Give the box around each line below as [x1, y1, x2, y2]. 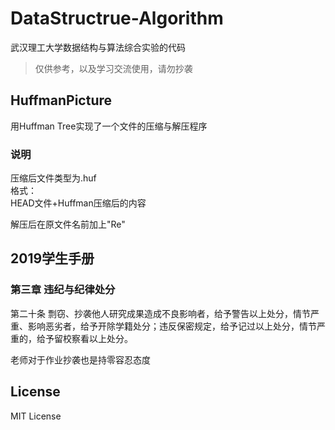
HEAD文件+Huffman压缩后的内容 [10, 197, 147, 209]
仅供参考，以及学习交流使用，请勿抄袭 [34, 62, 193, 74]
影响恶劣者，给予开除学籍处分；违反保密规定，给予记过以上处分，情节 [27, 320, 317, 332]
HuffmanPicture [10, 92, 113, 109]
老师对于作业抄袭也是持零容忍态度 [10, 353, 151, 366]
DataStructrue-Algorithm [10, 7, 224, 30]
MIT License [10, 410, 62, 422]
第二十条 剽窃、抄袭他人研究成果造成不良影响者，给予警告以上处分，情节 [10, 307, 311, 319]
